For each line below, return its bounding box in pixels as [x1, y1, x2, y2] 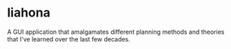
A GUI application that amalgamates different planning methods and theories [7, 28, 225, 36]
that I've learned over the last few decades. [7, 35, 131, 43]
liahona [7, 5, 50, 21]
